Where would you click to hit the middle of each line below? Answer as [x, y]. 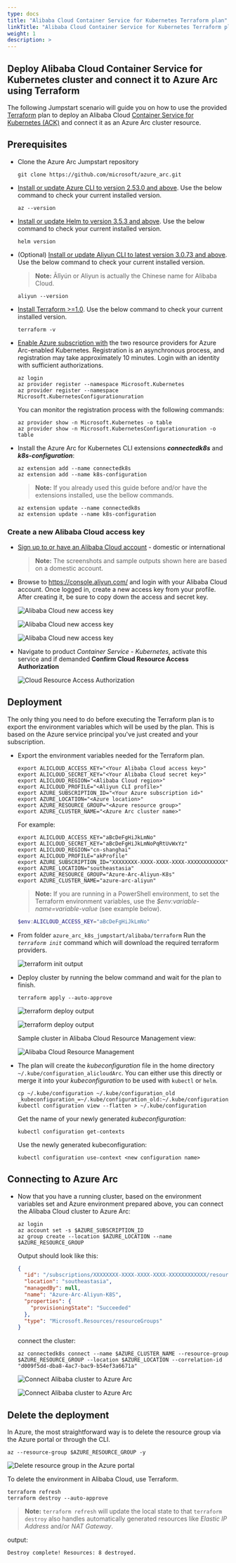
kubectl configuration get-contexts [71, 1132]
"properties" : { [48, 1301]
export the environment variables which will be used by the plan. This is [111, 727]
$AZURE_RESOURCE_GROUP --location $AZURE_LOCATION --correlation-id [120, 1360]
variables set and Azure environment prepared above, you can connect [120, 1204]
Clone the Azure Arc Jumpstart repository [78, 161]
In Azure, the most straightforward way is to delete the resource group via [114, 1432]
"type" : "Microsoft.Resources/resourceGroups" [93, 1321]
